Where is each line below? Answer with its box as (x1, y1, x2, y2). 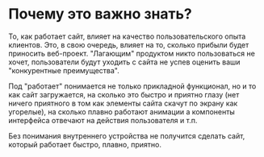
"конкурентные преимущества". (8, 65, 119, 75)
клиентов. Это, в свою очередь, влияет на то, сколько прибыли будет (8, 39, 249, 49)
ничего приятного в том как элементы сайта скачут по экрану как (8, 98, 238, 108)
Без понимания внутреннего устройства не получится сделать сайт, (8, 130, 245, 141)
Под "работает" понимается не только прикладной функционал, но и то (8, 81, 257, 91)
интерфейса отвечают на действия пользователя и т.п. (8, 115, 198, 125)
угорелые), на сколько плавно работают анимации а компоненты (8, 106, 236, 117)
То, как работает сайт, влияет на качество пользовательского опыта (8, 31, 246, 41)
